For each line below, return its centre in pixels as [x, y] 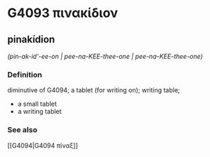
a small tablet [37, 104]
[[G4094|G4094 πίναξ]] [43, 145]
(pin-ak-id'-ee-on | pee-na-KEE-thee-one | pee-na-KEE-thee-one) [105, 56]
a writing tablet [39, 112]
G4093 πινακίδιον [63, 13]
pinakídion [31, 39]
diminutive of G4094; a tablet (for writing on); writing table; [94, 90]
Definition [25, 75]
